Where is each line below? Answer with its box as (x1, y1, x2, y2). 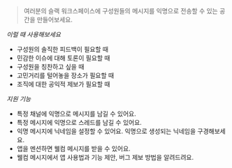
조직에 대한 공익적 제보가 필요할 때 (16, 80, 110, 88)
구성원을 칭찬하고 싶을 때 (16, 63, 85, 70)
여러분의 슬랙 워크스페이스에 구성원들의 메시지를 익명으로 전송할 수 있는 (23, 7, 218, 15)
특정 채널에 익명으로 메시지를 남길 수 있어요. (16, 109, 137, 118)
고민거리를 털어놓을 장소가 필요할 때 (16, 71, 115, 79)
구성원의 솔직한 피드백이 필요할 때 (16, 45, 109, 53)
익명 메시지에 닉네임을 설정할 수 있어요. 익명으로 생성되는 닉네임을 (16, 127, 196, 135)
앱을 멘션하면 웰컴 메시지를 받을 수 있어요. (16, 144, 131, 153)
